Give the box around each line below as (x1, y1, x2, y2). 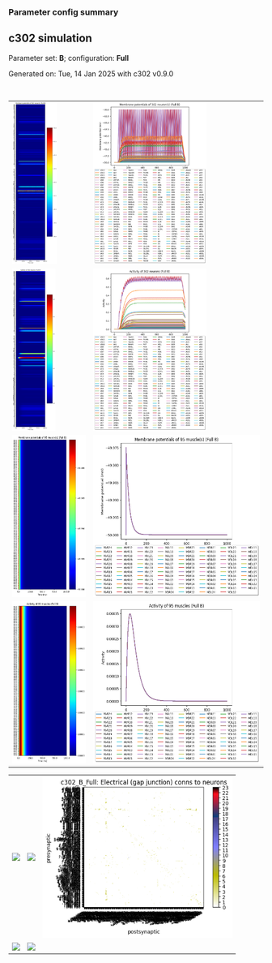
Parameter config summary (8, 6, 119, 18)
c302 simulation (8, 32, 93, 45)
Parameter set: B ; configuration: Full (8, 53, 130, 62)
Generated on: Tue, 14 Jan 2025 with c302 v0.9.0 (8, 68, 174, 79)
